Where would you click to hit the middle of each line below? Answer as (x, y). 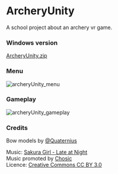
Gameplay (21, 99)
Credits (17, 128)
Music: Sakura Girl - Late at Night (47, 152)
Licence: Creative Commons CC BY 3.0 (54, 165)
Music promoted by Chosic (39, 159)
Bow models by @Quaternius (42, 141)
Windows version (32, 43)
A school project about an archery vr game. (59, 27)
